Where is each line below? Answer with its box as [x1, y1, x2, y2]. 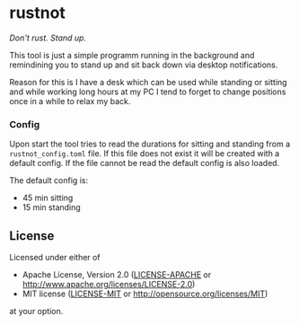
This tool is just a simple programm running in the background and [9, 49, 255, 60]
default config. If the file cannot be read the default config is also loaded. [9, 158, 280, 169]
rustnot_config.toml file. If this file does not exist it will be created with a [9, 148, 280, 159]
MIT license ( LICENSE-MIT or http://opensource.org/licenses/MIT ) [22, 288, 268, 299]
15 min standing [22, 202, 81, 213]
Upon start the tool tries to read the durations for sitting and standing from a [9, 138, 291, 150]
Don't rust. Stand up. [9, 32, 87, 43]
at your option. [9, 306, 64, 317]
